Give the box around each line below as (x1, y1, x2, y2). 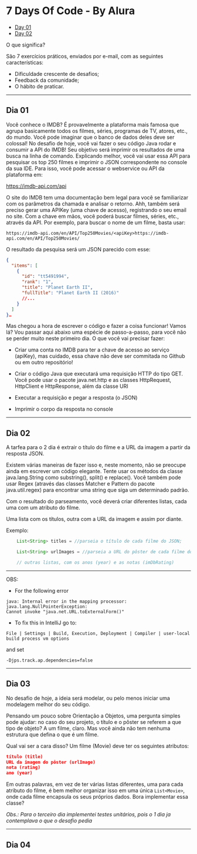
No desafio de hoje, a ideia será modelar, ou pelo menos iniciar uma (6, 695, 170, 702)
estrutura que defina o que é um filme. (6, 731, 99, 738)
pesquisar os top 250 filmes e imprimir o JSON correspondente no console (6, 158, 188, 165)
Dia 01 (6, 105, 29, 115)
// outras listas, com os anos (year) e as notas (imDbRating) (16, 559, 175, 566)
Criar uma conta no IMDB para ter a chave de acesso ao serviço (14, 346, 170, 354)
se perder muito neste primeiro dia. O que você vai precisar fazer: (6, 335, 165, 342)
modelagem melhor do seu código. (6, 700, 91, 707)
